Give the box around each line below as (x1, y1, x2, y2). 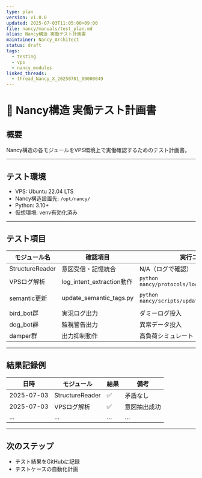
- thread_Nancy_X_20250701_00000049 (11, 76, 103, 82)
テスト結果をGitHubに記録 (14, 458, 80, 465)
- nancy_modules (11, 64, 52, 71)
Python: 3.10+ (14, 201, 49, 209)
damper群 (9, 331, 37, 340)
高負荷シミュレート (139, 331, 194, 340)
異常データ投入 (139, 320, 182, 328)
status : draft (6, 43, 42, 49)
